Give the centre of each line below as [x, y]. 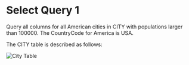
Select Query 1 [43, 10]
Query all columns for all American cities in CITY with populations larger [94, 27]
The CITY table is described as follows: [54, 44]
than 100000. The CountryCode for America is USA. [70, 32]
